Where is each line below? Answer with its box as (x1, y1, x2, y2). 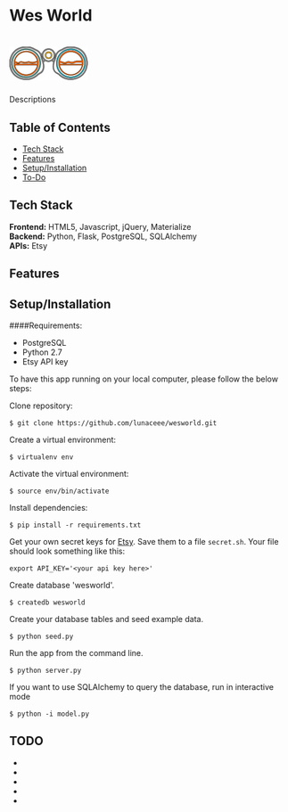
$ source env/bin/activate (9, 487, 110, 496)
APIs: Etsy (9, 240, 48, 250)
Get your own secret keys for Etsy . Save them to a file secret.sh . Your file (9, 536, 279, 546)
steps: (9, 382, 32, 393)
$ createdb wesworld (9, 598, 86, 607)
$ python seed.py (9, 632, 74, 641)
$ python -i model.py (9, 709, 90, 718)
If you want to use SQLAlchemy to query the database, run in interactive (9, 681, 275, 692)
